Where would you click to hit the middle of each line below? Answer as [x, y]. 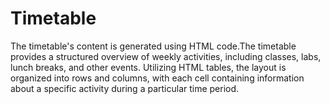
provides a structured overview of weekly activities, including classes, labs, [166, 56]
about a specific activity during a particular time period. [125, 88]
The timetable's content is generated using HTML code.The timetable [153, 46]
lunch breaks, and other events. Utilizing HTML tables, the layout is [148, 67]
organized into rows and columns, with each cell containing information [157, 78]
